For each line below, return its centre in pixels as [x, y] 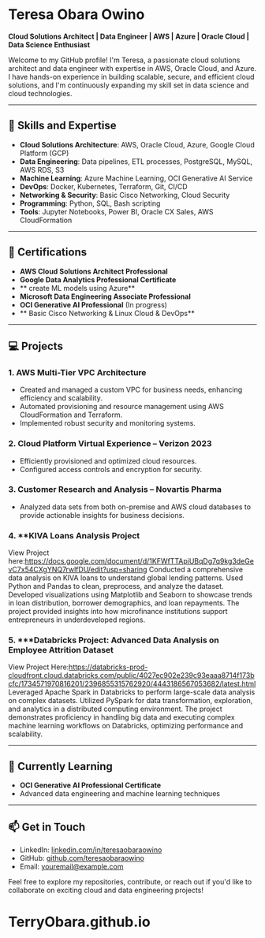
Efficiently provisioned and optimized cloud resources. [108, 461]
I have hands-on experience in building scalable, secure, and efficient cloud [131, 76]
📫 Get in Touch [47, 826]
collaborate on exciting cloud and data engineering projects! [106, 890]
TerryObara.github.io [80, 922]
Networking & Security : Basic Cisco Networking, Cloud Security [125, 195]
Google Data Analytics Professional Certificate [98, 279]
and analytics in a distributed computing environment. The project [115, 709]
